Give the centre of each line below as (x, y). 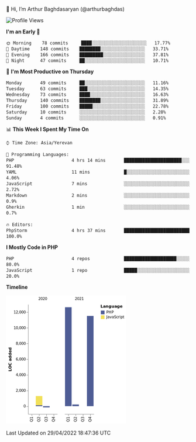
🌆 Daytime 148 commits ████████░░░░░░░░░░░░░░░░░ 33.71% (87, 49)
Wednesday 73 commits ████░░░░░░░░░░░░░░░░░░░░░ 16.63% (87, 95)
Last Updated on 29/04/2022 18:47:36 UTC (59, 433)
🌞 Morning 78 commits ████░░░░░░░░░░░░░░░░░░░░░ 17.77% (88, 43)
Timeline (17, 287)
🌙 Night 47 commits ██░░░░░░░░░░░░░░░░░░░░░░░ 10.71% (87, 61)
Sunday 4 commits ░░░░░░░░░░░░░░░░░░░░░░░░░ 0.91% (86, 118)
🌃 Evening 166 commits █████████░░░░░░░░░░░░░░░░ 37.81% (87, 55)
